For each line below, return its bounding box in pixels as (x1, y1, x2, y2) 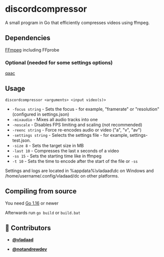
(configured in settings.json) (12, 111, 70, 117)
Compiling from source (5, 187, 77, 196)
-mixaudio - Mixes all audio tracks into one (12, 116, 98, 122)
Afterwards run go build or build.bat (5, 209, 81, 215)
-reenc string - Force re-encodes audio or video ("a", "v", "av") (12, 127, 142, 133)
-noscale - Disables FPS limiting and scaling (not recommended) (12, 122, 142, 128)
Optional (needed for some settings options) (5, 59, 113, 66)
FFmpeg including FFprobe (5, 47, 60, 52)
